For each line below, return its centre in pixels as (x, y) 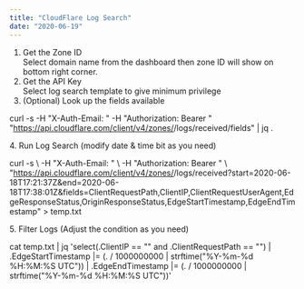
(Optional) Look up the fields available (93, 100)
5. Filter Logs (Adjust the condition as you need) (99, 229)
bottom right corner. (60, 71)
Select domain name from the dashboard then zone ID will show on (148, 62)
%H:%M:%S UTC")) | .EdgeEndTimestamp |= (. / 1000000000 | (128, 265)
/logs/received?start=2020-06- (232, 173)
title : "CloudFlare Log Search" (70, 18)
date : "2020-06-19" (46, 26)
